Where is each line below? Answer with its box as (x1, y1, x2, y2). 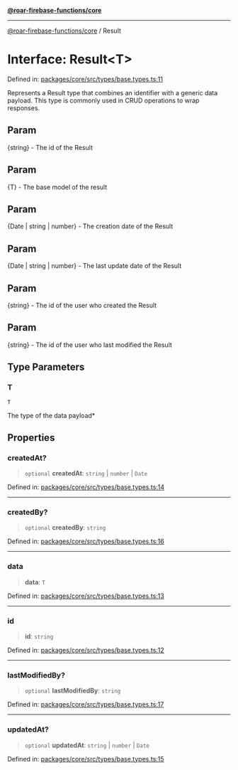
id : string (24, 632, 54, 641)
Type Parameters (7, 361, 85, 373)
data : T (24, 577, 46, 586)
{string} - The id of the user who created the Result (7, 301, 157, 309)
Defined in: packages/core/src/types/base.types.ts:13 (7, 592, 164, 600)
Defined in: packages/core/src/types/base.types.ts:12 (7, 646, 164, 655)
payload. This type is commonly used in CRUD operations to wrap (7, 96, 200, 105)
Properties (7, 432, 55, 444)
